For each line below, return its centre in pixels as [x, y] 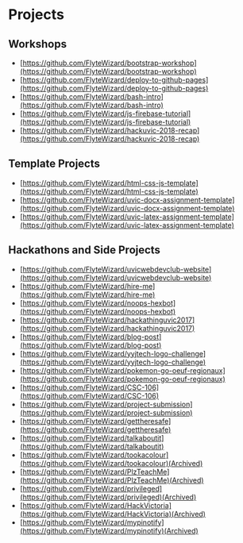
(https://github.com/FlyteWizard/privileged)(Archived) [108, 497]
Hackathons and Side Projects [85, 250]
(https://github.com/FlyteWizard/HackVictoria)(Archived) [113, 514]
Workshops [38, 44]
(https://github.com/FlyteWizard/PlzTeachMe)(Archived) [112, 480]
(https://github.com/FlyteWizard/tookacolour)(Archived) [111, 463]
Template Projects [54, 164]
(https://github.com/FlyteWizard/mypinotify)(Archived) [109, 530]
